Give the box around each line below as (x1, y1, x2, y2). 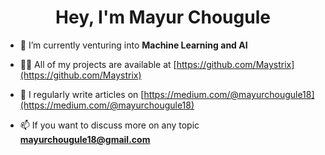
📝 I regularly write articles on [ (19, 88, 145, 100)
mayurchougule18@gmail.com (19, 133, 151, 145)
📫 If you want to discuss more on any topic (19, 119, 200, 131)
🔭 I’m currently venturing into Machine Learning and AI (19, 39, 248, 51)
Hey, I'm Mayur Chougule (55, 6, 271, 29)
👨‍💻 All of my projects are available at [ (19, 58, 177, 70)
